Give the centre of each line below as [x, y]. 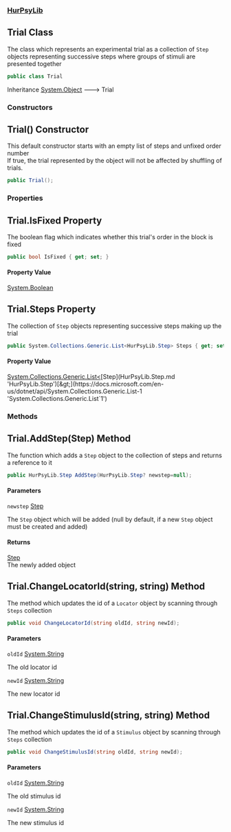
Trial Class [30, 33]
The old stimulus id [34, 796]
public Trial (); [30, 181]
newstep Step [25, 506]
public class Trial [35, 76]
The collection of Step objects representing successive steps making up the [114, 326]
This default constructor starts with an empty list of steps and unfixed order [114, 146]
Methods [22, 416]
